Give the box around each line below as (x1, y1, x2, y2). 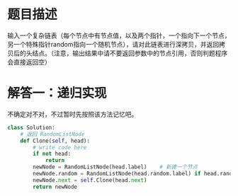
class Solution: (7, 124, 55, 131)
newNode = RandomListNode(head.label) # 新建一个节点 (33, 163, 198, 171)
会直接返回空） (7, 57, 51, 66)
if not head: (33, 150, 72, 158)
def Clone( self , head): (20, 137, 91, 144)
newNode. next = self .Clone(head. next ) (33, 176, 147, 184)
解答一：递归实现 (7, 86, 108, 101)
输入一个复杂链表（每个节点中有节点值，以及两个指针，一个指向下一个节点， (7, 31, 231, 40)
